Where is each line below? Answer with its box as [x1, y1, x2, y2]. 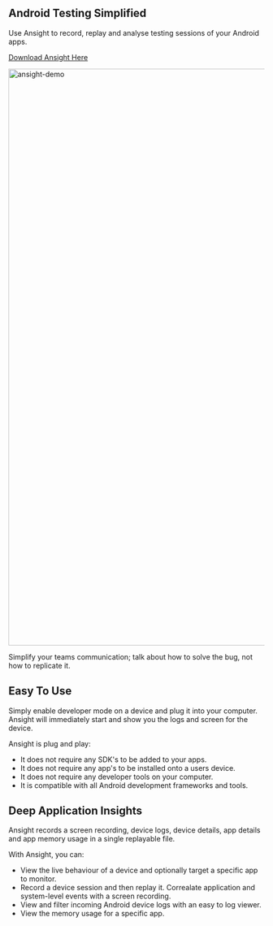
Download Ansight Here [8, 52, 89, 62]
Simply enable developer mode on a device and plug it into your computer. [8, 706, 258, 716]
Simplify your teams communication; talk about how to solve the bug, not [8, 651, 253, 661]
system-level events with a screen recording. [19, 891, 171, 901]
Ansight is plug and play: [8, 738, 91, 748]
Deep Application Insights [8, 804, 143, 818]
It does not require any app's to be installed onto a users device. [19, 763, 236, 772]
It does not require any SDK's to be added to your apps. [19, 755, 207, 764]
